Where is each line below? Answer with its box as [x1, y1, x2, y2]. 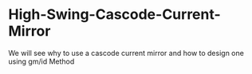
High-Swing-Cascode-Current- [8, 6, 221, 24]
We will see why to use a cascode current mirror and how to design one [8, 48, 245, 57]
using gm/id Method [8, 57, 75, 66]
